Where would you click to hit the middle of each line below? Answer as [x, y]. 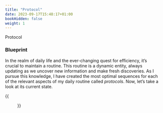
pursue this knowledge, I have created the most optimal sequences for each [81, 76]
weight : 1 [15, 23]
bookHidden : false [24, 19]
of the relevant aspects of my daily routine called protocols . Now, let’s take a [82, 81]
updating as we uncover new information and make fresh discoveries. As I [80, 71]
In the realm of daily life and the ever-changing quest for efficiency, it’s [76, 60]
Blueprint [16, 50]
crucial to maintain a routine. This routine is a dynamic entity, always [74, 66]
